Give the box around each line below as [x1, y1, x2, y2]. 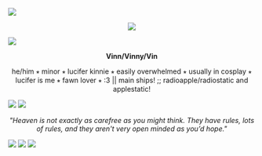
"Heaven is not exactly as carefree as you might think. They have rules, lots [9, 116, 255, 125]
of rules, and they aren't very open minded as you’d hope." [36, 124, 227, 133]
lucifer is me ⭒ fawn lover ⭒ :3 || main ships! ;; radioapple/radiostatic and [15, 75, 249, 85]
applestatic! [112, 85, 151, 93]
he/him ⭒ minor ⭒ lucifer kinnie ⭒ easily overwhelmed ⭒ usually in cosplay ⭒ [11, 67, 253, 76]
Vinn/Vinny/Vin [105, 52, 158, 60]
